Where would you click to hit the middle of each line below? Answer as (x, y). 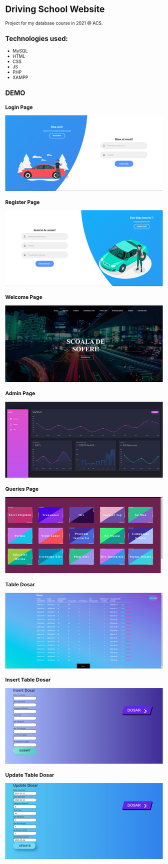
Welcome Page (24, 297)
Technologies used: (37, 39)
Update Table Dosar (30, 775)
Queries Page (22, 489)
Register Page (22, 202)
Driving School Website (55, 9)
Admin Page (20, 393)
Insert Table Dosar (28, 680)
